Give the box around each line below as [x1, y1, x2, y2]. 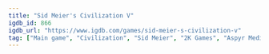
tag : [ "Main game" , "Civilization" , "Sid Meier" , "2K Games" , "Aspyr [8, 33, 246, 42]
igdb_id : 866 [8, 19, 52, 27]
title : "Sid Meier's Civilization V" [8, 11, 134, 20]
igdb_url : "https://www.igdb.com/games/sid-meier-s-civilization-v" [8, 26, 242, 34]
